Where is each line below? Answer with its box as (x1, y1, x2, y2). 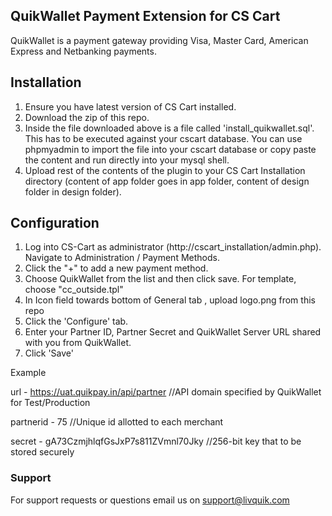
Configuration (10, 215, 100, 232)
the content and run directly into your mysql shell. (24, 154, 230, 166)
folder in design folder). (24, 185, 122, 198)
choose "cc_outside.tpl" (24, 284, 124, 296)
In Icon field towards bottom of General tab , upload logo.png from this (24, 294, 316, 306)
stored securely (10, 446, 75, 458)
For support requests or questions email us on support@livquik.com (10, 494, 290, 506)
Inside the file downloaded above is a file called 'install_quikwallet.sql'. (24, 122, 315, 134)
